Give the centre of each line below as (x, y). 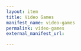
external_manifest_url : (35, 34)
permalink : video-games (35, 28)
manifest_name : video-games (41, 23)
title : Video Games (30, 17)
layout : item (22, 12)
